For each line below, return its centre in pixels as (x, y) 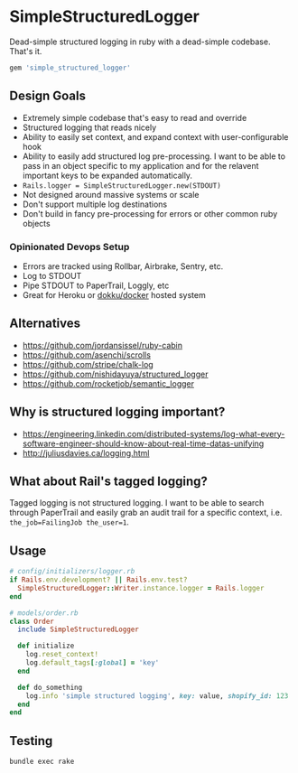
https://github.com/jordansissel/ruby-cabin (102, 345)
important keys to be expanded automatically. (107, 175)
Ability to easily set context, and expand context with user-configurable (155, 136)
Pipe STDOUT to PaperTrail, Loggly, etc (96, 285)
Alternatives (45, 324)
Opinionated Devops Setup (70, 247)
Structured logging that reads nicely (89, 127)
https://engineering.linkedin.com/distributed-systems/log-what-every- (154, 433)
